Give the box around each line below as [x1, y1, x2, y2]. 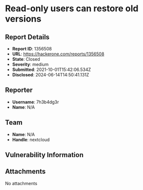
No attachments [5, 180, 38, 186]
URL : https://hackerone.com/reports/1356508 [12, 51, 104, 57]
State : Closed [12, 56, 40, 62]
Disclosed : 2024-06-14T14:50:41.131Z [12, 72, 90, 77]
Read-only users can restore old [5, 3, 139, 14]
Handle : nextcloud [12, 137, 50, 142]
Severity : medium [12, 62, 49, 67]
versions [5, 13, 42, 24]
